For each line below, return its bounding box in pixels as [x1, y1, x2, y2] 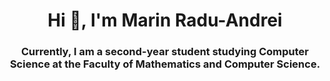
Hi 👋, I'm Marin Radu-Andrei [47, 9, 283, 32]
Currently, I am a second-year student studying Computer [20, 45, 310, 59]
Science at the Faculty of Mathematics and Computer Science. [9, 57, 321, 71]
